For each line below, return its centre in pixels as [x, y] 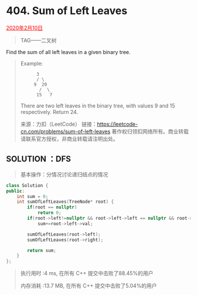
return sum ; [42, 250]
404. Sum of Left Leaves [67, 11]
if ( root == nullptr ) [52, 207]
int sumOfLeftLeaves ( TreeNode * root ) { [65, 202]
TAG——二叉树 [38, 40]
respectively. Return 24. [49, 112]
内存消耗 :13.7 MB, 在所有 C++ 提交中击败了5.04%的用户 [89, 286]
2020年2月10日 [24, 28]
